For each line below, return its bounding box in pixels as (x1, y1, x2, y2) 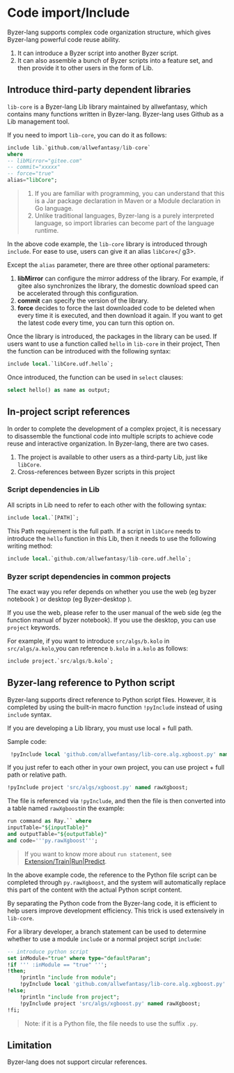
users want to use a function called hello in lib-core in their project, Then (7, 340, 221, 348)
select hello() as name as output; (7, 386, 111, 393)
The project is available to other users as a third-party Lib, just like (17, 452, 208, 461)
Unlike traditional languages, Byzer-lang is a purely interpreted (34, 211, 214, 220)
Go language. (34, 204, 74, 212)
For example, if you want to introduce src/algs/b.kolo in (7, 637, 170, 645)
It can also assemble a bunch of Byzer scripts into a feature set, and (17, 56, 213, 64)
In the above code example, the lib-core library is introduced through (7, 240, 208, 248)
